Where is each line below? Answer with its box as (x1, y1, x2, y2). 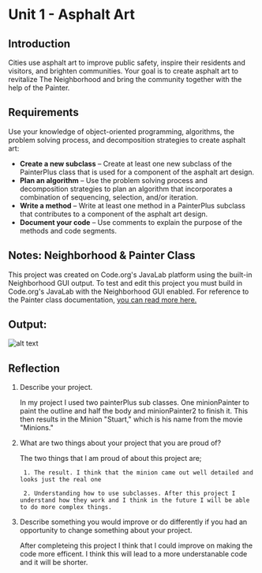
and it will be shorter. (19, 558, 88, 567)
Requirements (8, 106, 79, 119)
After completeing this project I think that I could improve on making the (19, 541, 253, 550)
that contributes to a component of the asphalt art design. (19, 209, 208, 219)
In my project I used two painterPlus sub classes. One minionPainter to (19, 398, 250, 407)
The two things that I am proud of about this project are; (19, 454, 202, 463)
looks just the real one (19, 476, 102, 484)
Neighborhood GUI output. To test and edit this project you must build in (8, 278, 243, 287)
